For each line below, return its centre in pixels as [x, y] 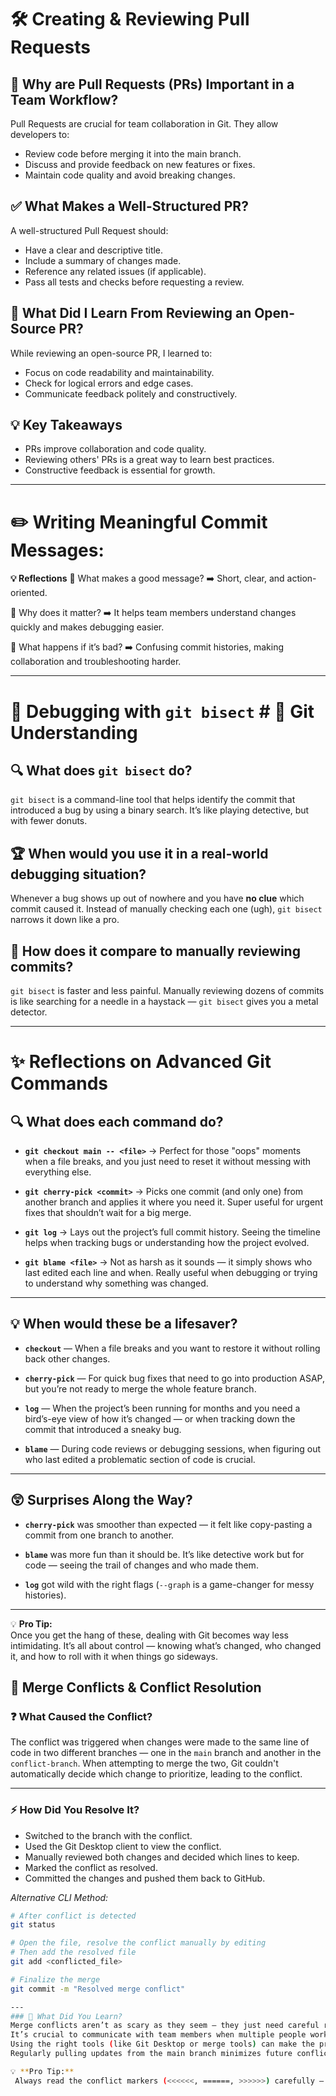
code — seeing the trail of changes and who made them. [141, 1565]
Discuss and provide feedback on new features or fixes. [140, 164]
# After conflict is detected [73, 1916]
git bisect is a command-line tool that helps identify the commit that [153, 800]
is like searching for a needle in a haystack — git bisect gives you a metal [164, 1001]
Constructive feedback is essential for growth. [120, 470]
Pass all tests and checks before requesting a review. [134, 282]
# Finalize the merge [55, 1979]
